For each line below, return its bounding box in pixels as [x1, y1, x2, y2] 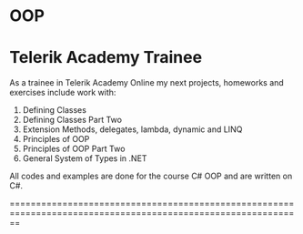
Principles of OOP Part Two [22, 143, 126, 155]
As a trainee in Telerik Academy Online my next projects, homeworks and [9, 77, 284, 88]
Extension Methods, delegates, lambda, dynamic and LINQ [22, 124, 243, 135]
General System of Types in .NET [22, 153, 147, 164]
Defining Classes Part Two [22, 115, 123, 126]
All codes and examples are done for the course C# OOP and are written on [9, 170, 293, 182]
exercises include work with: [9, 87, 116, 98]
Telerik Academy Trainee [9, 47, 203, 68]
